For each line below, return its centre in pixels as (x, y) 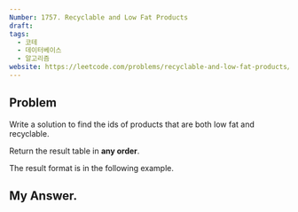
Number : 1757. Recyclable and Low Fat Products (99, 17)
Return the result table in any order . (74, 151)
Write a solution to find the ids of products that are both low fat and (132, 124)
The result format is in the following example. (92, 168)
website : (25, 67)
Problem (33, 103)
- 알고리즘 (34, 59)
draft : (21, 26)
